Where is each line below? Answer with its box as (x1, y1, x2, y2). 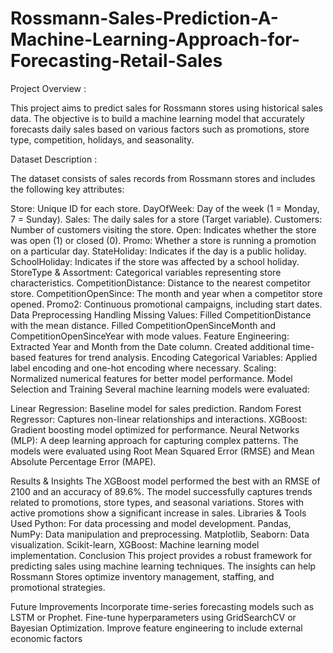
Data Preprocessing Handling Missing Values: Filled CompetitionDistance (10, 308, 312, 321)
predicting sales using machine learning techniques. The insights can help (10, 560, 317, 572)
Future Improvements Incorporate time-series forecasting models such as (10, 600, 315, 612)
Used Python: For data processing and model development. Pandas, (10, 517, 292, 529)
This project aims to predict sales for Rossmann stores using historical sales (10, 102, 323, 114)
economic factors (10, 632, 83, 644)
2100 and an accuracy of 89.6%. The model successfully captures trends (10, 485, 313, 497)
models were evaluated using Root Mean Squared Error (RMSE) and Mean (10, 445, 315, 457)
